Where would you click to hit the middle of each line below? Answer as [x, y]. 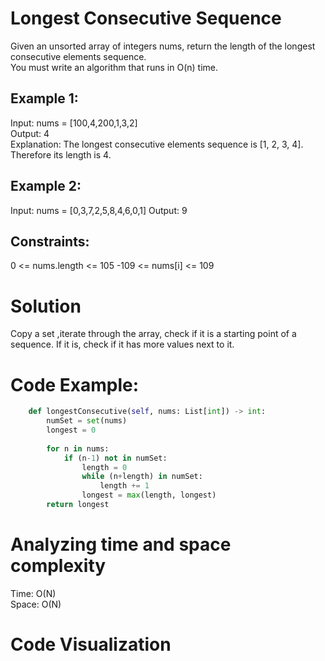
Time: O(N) [33, 593]
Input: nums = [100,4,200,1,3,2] [74, 123]
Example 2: [46, 186]
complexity [58, 566]
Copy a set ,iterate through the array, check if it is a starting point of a [153, 334]
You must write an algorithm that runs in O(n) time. [114, 67]
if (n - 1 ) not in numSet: [115, 458]
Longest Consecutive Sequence [146, 18]
